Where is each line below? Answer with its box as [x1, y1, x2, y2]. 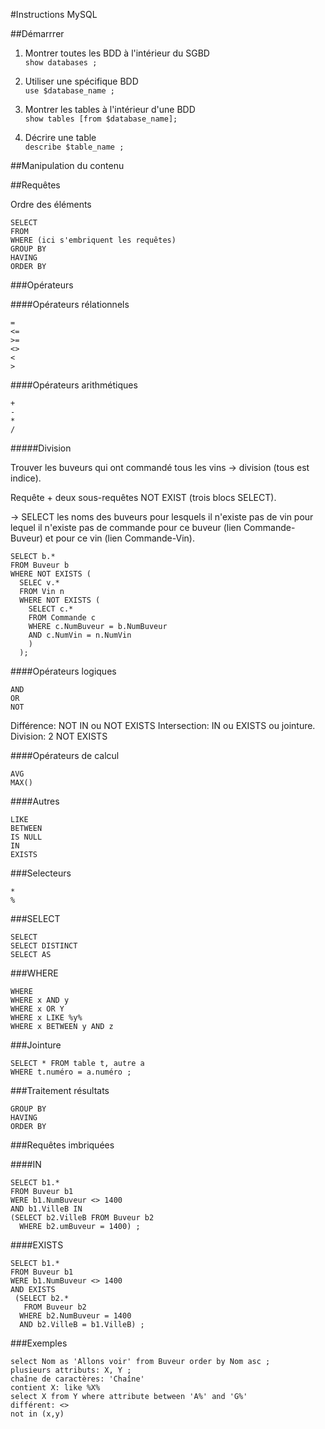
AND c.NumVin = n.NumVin [28, 630, 132, 640]
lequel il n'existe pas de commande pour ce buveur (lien [10, 522, 242, 533]
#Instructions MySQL [10, 9, 98, 20]
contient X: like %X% [10, 1383, 101, 1393]
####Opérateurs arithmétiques [10, 379, 138, 391]
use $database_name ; [24, 86, 115, 96]
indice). [10, 472, 42, 484]
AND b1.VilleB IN [10, 1204, 83, 1214]
